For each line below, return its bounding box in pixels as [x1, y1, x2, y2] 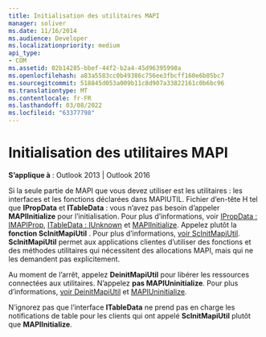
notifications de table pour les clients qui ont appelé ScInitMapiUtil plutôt [8, 310, 252, 320]
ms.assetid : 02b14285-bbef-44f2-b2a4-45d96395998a [8, 64, 182, 72]
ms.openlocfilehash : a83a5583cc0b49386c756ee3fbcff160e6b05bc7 [8, 72, 225, 80]
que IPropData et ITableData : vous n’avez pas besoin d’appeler [8, 203, 220, 212]
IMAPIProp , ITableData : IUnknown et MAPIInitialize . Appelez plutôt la [8, 220, 237, 229]
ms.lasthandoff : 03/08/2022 [8, 101, 103, 109]
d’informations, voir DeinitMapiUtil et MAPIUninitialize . [8, 286, 187, 296]
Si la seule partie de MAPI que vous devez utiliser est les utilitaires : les [8, 186, 243, 195]
